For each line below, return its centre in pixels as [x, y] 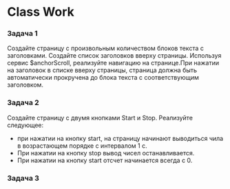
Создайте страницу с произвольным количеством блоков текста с [106, 48]
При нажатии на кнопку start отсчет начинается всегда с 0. [105, 160]
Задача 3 [23, 178]
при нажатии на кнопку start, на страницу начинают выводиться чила [120, 138]
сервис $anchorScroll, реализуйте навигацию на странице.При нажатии [113, 63]
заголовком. [25, 85]
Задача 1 [22, 34]
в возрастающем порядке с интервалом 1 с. [82, 146]
